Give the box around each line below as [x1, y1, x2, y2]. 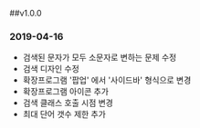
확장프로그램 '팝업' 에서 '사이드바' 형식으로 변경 [22, 74, 192, 85]
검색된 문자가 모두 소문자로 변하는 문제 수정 [22, 52, 177, 63]
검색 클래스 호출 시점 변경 [22, 97, 114, 108]
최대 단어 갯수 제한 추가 [22, 109, 107, 120]
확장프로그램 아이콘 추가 [22, 86, 110, 97]
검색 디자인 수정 [22, 64, 79, 74]
